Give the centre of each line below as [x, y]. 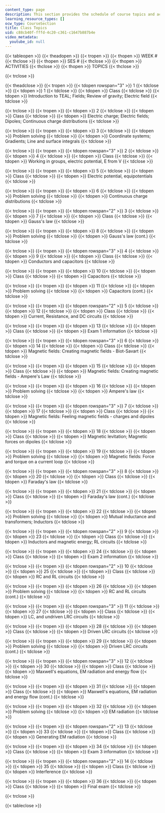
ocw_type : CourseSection [30, 23]
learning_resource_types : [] [35, 19]
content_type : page [25, 10]
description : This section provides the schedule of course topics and [80, 14]
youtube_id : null [27, 42]
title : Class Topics [26, 28]
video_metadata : [22, 37]
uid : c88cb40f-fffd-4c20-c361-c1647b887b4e [50, 33]
